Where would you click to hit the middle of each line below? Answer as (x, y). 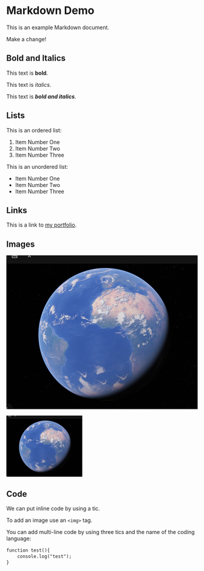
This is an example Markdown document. (58, 27)
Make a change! (26, 39)
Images (21, 244)
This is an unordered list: (37, 166)
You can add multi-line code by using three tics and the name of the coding (101, 532)
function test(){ (28, 550)
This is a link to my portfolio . (42, 225)
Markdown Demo (50, 11)
